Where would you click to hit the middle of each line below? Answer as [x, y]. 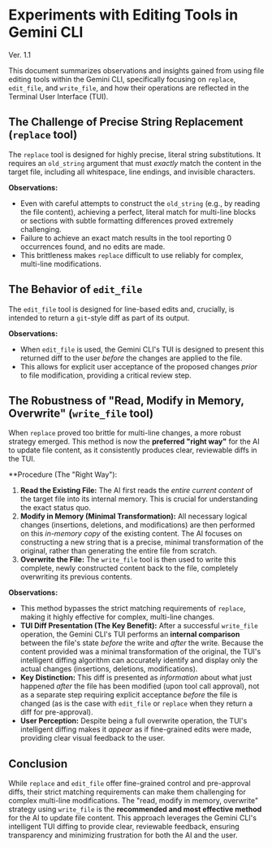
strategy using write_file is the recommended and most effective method [135, 809]
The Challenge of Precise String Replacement [126, 122]
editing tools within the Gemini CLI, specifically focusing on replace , [122, 79]
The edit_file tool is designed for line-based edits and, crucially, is [122, 309]
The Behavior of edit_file [76, 289]
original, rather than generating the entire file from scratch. [119, 551]
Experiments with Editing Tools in [123, 15]
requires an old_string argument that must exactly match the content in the [135, 163]
